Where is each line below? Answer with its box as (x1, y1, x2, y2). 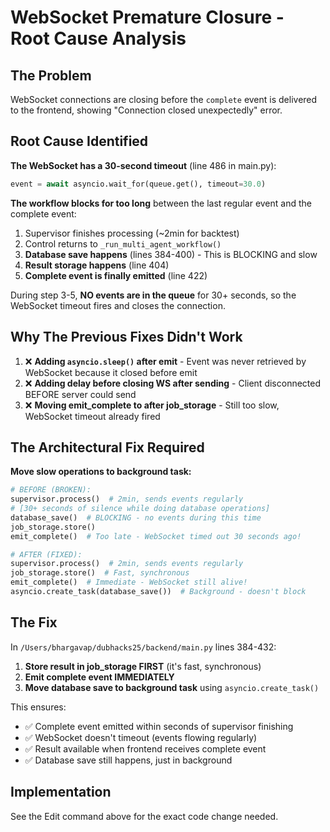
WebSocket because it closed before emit (24, 366, 198, 378)
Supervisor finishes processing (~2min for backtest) (24, 227, 240, 239)
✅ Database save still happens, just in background (24, 754, 233, 766)
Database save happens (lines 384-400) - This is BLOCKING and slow (24, 248, 318, 260)
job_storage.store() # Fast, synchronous (10, 568, 190, 578)
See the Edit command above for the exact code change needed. (10, 810, 279, 822)
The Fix (10, 614, 58, 631)
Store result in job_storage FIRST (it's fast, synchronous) (24, 660, 262, 672)
